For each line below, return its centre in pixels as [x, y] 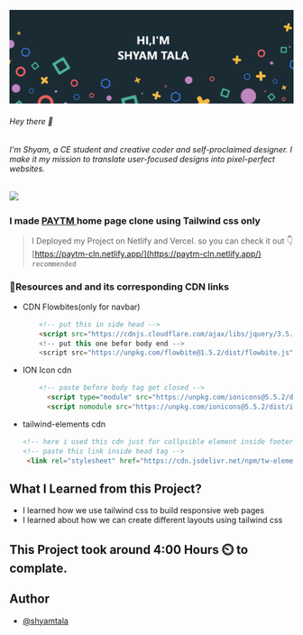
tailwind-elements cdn [64, 424]
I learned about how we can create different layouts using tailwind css [152, 520]
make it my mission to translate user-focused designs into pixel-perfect [142, 159]
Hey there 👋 [32, 121]
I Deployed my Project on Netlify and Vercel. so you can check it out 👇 [162, 241]
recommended [54, 264]
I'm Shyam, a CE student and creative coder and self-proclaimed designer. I [151, 149]
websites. [27, 169]
